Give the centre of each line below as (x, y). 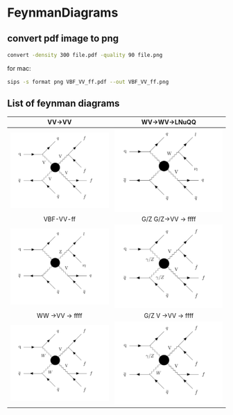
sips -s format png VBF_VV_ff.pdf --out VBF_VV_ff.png (88, 82)
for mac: (19, 68)
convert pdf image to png (63, 38)
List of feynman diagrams (63, 104)
